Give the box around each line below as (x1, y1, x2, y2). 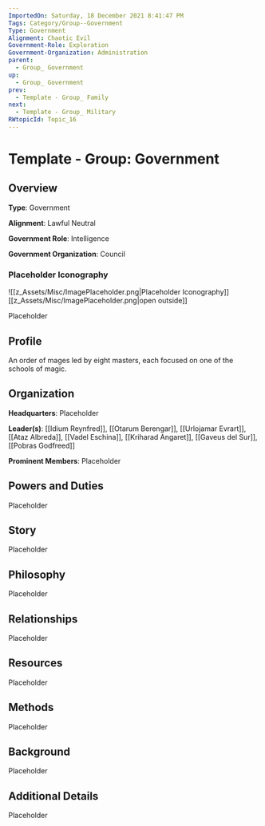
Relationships (8, 612, 78, 626)
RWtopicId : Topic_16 (8, 116, 77, 124)
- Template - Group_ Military (15, 109, 116, 117)
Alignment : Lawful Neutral (8, 218, 96, 227)
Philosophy (8, 567, 66, 581)
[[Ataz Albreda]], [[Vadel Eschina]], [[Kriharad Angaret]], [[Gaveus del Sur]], (8, 432, 258, 441)
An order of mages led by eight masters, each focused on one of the (8, 355, 234, 365)
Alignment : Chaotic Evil (8, 34, 91, 42)
